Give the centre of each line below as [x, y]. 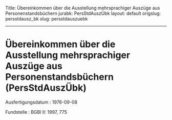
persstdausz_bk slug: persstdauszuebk [47, 19]
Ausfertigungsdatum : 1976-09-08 [41, 102]
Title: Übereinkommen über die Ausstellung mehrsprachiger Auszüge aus [83, 8]
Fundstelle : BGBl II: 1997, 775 [36, 112]
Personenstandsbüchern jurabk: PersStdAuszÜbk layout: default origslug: [83, 13]
